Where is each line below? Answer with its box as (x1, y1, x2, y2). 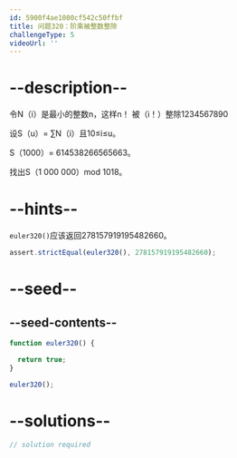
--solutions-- (9, 410, 111, 431)
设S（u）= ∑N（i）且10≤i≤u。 (9, 128, 120, 139)
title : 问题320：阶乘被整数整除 (9, 22, 118, 31)
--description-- (9, 78, 128, 98)
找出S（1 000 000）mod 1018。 (9, 167, 128, 178)
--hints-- (9, 199, 79, 219)
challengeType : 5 (9, 30, 75, 39)
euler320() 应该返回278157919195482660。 (9, 230, 172, 241)
